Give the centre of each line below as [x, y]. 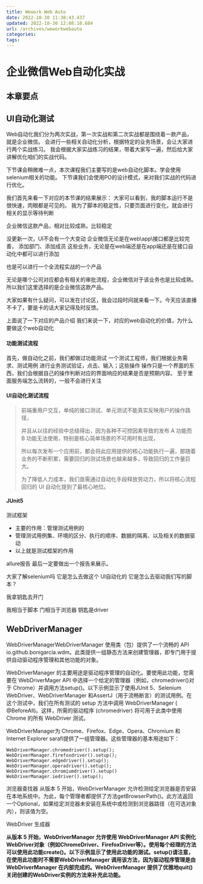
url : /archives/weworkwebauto [44, 29]
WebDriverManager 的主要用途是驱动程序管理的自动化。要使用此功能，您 [98, 673]
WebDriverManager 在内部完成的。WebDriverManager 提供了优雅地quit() [100, 867]
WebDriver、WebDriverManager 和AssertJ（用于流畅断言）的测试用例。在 [99, 695]
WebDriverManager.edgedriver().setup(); [58, 760]
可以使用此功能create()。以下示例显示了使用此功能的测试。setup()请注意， [100, 852]
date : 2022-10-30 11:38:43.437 [46, 18]
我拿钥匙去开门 [25, 597]
